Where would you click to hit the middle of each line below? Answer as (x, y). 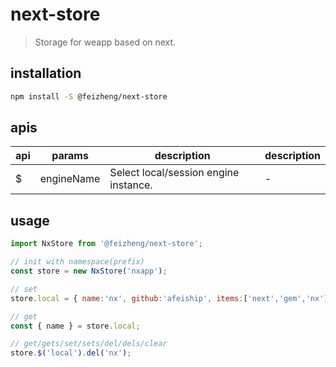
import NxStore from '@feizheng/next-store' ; (106, 244)
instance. (131, 185)
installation (46, 73)
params (70, 156)
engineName (70, 179)
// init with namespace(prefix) (77, 262)
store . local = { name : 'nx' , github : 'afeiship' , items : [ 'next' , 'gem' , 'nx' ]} (171, 298)
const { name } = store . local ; (75, 326)
